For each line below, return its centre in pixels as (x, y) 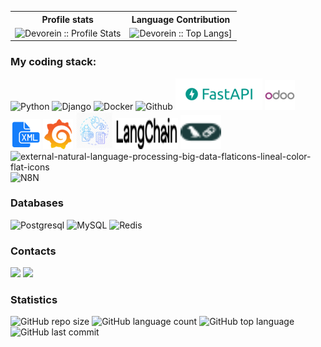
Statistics (34, 300)
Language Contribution (181, 19)
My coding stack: (53, 62)
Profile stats (67, 19)
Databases (37, 203)
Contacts (33, 251)
